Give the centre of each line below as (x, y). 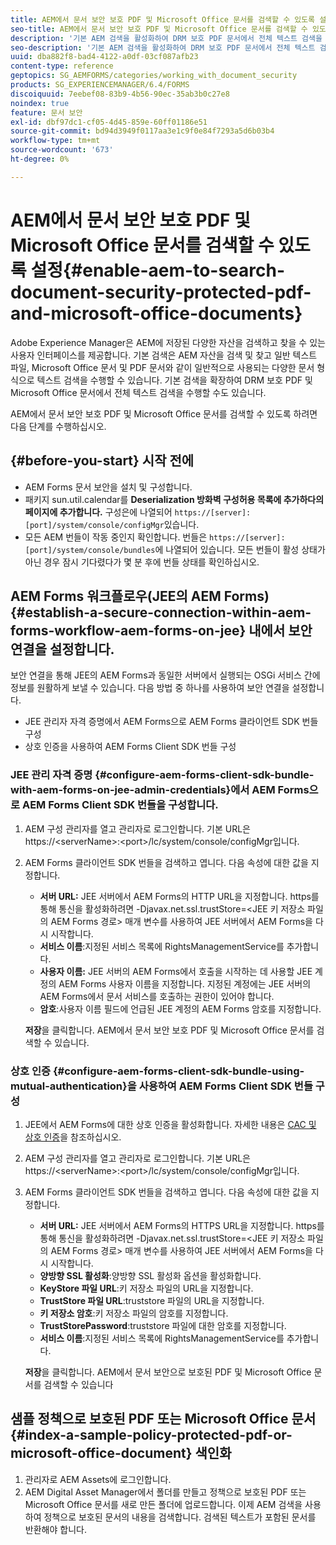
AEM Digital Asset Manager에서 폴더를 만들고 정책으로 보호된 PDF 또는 (165, 1492)
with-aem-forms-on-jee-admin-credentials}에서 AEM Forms (160, 790)
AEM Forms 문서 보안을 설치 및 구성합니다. (108, 487)
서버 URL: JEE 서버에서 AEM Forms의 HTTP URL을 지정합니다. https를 (179, 896)
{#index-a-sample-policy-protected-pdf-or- (151, 1435)
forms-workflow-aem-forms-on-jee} (128, 630)
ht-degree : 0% (40, 159)
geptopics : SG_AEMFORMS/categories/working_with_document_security (154, 76)
